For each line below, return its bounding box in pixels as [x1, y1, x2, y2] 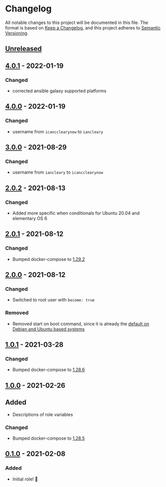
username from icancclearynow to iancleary [12, 128, 103, 135]
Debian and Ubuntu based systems [12, 326, 85, 332]
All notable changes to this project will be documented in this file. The [5, 19, 149, 25]
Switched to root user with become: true [12, 297, 95, 303]
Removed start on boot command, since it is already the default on [12, 320, 150, 327]
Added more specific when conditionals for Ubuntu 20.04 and [12, 210, 140, 216]
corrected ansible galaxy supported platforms [12, 88, 107, 94]
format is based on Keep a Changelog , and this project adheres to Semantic [5, 24, 161, 30]
